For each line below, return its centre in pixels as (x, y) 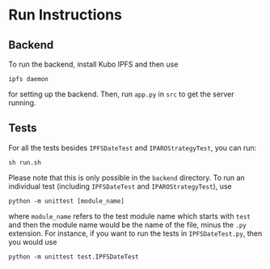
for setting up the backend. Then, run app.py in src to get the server (121, 94)
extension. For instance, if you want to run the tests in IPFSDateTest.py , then (135, 233)
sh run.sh (25, 162)
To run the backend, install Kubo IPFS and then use (93, 64)
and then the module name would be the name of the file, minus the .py (127, 224)
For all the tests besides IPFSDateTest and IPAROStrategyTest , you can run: (133, 147)
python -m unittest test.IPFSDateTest (74, 257)
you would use (33, 241)
